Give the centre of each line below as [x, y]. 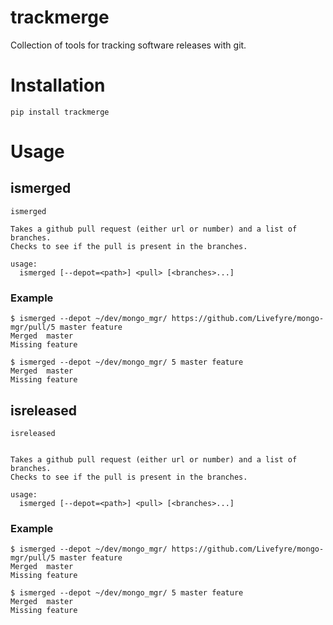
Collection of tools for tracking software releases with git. [128, 45]
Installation [58, 85]
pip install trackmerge [60, 112]
